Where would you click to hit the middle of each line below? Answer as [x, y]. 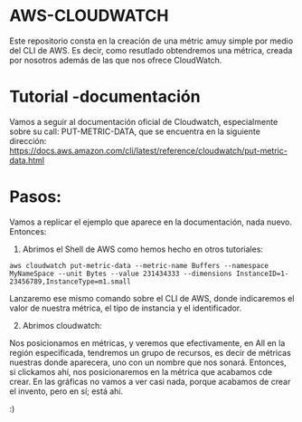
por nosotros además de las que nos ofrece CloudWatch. [116, 60]
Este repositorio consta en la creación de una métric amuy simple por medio [151, 41]
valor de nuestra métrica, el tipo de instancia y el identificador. [126, 308]
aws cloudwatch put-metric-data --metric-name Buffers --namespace [139, 265]
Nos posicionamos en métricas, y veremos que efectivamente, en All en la [147, 343]
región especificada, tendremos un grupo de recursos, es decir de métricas [150, 352]
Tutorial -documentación [105, 97]
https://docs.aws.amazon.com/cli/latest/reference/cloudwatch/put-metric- [148, 150]
